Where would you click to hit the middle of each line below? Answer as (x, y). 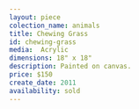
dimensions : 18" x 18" (51, 58)
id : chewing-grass (43, 42)
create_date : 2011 (43, 83)
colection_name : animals (55, 25)
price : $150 (31, 75)
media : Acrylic (39, 50)
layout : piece (35, 17)
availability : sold (45, 91)
